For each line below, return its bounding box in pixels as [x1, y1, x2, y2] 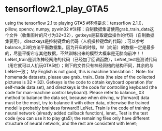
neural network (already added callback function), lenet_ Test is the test [5, 110, 148, 116]
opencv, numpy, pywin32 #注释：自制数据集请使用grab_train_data [18, 26, 150, 32]
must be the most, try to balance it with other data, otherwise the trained [5, 99, 149, 105]
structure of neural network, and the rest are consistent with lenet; [5, 120, 137, 126]
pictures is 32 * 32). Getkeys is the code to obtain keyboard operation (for [5, 79, 153, 85]
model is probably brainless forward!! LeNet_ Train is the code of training [5, 105, 150, 111]
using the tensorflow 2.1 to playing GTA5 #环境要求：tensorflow [5, 20, 132, 26]
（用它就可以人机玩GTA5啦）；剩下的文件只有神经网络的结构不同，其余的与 [5, 62, 154, 68]
